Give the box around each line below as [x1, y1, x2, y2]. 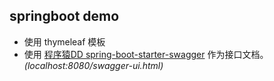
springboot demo [9, 8, 120, 25]
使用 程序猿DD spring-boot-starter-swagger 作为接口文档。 [23, 48, 269, 60]
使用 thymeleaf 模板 [23, 35, 106, 48]
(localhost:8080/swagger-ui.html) [23, 59, 164, 71]
